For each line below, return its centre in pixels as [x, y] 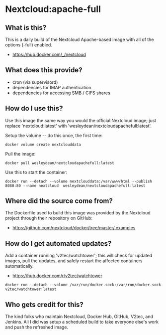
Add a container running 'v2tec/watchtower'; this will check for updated [79, 256]
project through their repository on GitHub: [49, 218]
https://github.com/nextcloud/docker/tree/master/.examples [74, 228]
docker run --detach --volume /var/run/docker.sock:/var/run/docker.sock [83, 285]
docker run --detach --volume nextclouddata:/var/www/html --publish [79, 181]
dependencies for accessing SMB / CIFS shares [61, 93]
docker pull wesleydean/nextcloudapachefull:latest [60, 163]
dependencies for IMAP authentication [52, 87]
